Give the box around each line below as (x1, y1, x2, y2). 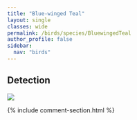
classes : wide (7, 23, 48, 30)
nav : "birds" (13, 49, 51, 56)
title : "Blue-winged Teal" (7, 10, 85, 17)
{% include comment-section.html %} (7, 105, 116, 114)
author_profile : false (7, 36, 73, 43)
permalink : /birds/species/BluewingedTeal (7, 29, 131, 37)
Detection (7, 74, 51, 87)
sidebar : (7, 42, 33, 49)
